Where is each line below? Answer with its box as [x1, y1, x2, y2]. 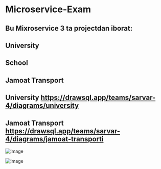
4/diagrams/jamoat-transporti [5, 134, 104, 143]
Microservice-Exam [5, 4, 91, 15]
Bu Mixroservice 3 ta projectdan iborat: [5, 24, 133, 33]
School [5, 59, 28, 67]
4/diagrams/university [5, 101, 79, 110]
